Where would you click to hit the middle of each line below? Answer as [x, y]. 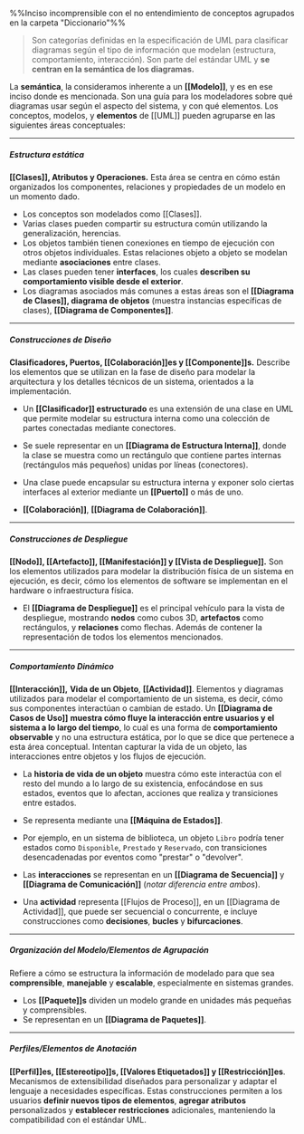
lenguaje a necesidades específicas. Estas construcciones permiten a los [146, 1091]
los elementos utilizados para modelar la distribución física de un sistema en [152, 571]
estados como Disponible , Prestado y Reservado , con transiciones [145, 847]
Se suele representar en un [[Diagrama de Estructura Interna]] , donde [154, 445]
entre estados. [49, 802]
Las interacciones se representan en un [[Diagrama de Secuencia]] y [153, 874]
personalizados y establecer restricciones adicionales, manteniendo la [142, 1110]
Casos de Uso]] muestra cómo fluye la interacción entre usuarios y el [142, 717]
